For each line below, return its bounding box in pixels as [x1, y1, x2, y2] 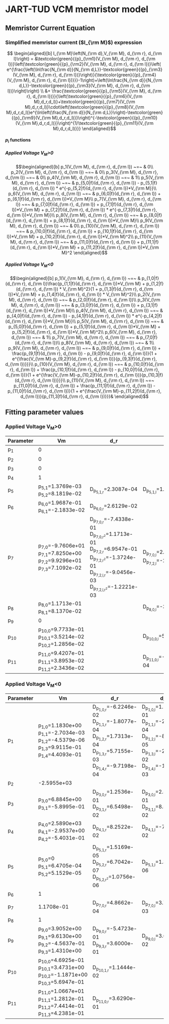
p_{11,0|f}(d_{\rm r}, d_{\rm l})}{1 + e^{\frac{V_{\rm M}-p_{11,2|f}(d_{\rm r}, [7, 388, 162, 394]
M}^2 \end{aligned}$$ [61, 250, 108, 256]
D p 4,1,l [141, 823, 156, 832]
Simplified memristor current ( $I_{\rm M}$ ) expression [5, 39, 142, 46]
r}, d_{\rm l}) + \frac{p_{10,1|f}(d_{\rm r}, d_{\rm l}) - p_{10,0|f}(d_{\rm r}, [10, 366, 159, 373]
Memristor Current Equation [5, 24, 96, 32]
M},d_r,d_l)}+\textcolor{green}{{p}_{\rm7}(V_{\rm [34, 99, 135, 105]
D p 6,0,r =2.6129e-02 [90, 502, 138, 511]
